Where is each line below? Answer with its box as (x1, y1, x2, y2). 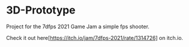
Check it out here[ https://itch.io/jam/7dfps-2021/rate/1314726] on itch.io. (6, 34, 184, 41)
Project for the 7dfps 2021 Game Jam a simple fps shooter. (6, 23, 150, 30)
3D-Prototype (6, 4, 76, 17)
